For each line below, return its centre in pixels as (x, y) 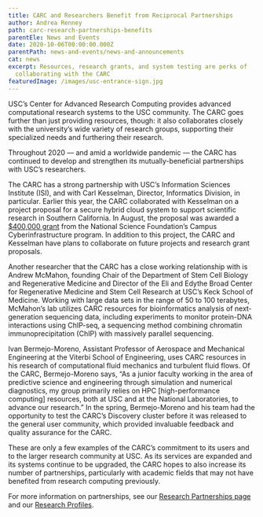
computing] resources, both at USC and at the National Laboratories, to (123, 399)
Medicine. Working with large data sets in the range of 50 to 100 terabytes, (129, 300)
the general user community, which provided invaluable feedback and (121, 424)
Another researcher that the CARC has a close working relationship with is (128, 266)
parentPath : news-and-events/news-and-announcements (96, 52)
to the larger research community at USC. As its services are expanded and (130, 456)
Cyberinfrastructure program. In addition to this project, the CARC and (122, 234)
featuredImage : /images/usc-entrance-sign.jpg (86, 81)
